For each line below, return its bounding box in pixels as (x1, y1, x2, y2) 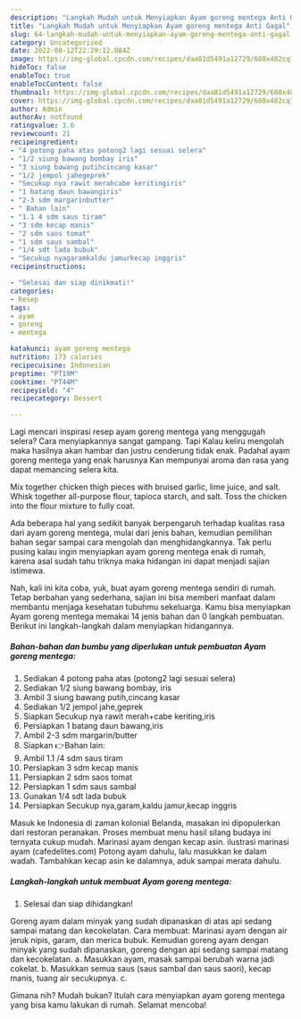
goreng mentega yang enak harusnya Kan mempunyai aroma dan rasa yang (10, 455, 289, 465)
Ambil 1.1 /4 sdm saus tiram (22, 753, 123, 764)
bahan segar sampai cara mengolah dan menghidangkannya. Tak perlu (10, 537, 272, 547)
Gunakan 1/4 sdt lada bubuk (22, 791, 127, 802)
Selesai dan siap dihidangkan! (22, 898, 133, 909)
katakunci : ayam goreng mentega (10, 345, 130, 354)
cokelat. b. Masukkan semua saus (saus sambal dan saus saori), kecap (10, 964, 272, 974)
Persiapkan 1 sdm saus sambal (22, 781, 137, 792)
